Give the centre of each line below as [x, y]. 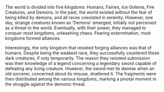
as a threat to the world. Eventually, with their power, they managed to [76, 28]
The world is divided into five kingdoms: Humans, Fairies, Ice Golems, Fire [80, 7]
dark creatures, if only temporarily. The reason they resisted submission [78, 58]
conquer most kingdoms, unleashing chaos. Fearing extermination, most [78, 33]
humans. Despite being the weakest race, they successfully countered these [82, 53]
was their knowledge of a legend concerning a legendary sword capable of [81, 63]
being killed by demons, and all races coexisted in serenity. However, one [79, 17]
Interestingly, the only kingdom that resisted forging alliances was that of [78, 48]
